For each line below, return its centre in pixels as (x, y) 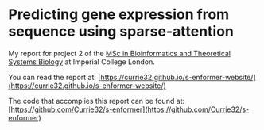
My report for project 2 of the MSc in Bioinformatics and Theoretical (120, 53)
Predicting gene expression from (119, 15)
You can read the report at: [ (54, 77)
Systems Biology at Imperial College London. (82, 62)
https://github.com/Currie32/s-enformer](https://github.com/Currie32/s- (130, 109)
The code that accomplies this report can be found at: (97, 101)
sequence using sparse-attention (121, 31)
